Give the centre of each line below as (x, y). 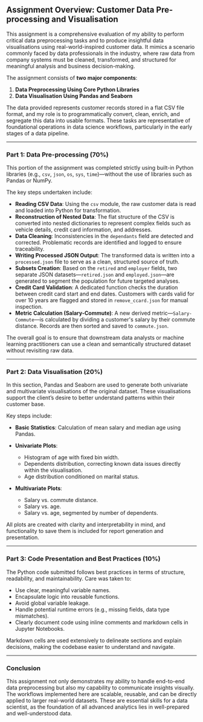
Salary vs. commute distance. (61, 500)
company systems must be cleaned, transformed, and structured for (91, 59)
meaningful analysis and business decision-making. (71, 66)
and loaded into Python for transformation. (68, 210)
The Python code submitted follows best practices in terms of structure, (96, 572)
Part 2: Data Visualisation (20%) (54, 372)
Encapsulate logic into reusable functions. (67, 596)
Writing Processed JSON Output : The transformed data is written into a (105, 256)
